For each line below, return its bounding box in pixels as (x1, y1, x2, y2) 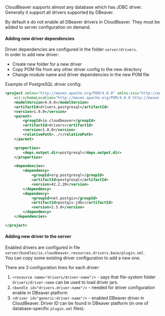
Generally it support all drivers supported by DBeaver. (5, 9, 114, 15)
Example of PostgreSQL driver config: (5, 81, 82, 87)
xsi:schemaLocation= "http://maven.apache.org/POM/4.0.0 (14, 96, 131, 101)
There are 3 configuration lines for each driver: (5, 265, 100, 271)
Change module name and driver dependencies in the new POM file (12, 71, 150, 78)
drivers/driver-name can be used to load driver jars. (12, 280, 119, 285)
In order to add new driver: (5, 52, 59, 58)
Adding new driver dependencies (5, 35, 75, 41)
